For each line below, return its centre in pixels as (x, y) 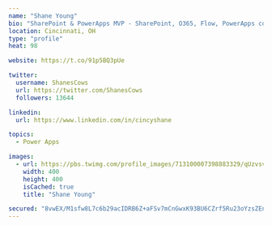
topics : (21, 134)
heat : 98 (23, 46)
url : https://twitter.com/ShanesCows (79, 90)
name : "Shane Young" (43, 16)
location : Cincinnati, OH (52, 31)
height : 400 (43, 179)
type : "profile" (36, 38)
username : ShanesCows (52, 83)
